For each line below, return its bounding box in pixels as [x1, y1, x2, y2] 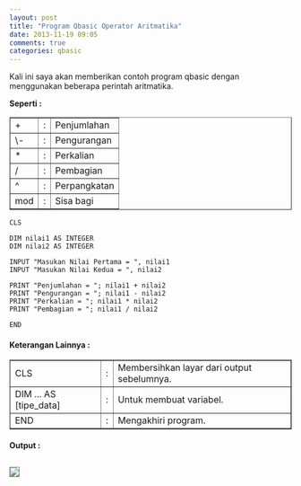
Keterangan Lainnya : [9, 339, 90, 350]
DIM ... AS [14, 388, 56, 401]
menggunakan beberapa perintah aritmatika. [9, 81, 174, 92]
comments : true [9, 38, 66, 48]
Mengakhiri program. [117, 414, 206, 427]
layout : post [9, 13, 58, 22]
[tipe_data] [14, 399, 61, 411]
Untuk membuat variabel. [117, 393, 224, 406]
